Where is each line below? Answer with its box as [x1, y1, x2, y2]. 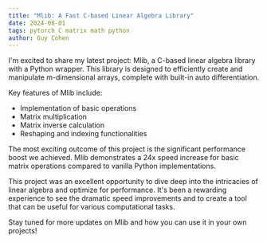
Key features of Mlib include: [8, 88, 103, 98]
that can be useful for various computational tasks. [8, 202, 175, 212]
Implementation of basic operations [19, 104, 137, 113]
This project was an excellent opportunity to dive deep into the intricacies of [8, 177, 259, 186]
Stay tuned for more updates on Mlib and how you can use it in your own [8, 218, 247, 227]
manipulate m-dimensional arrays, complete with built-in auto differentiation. [8, 73, 260, 82]
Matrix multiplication [19, 112, 88, 122]
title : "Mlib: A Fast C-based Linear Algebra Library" [8, 11, 194, 20]
